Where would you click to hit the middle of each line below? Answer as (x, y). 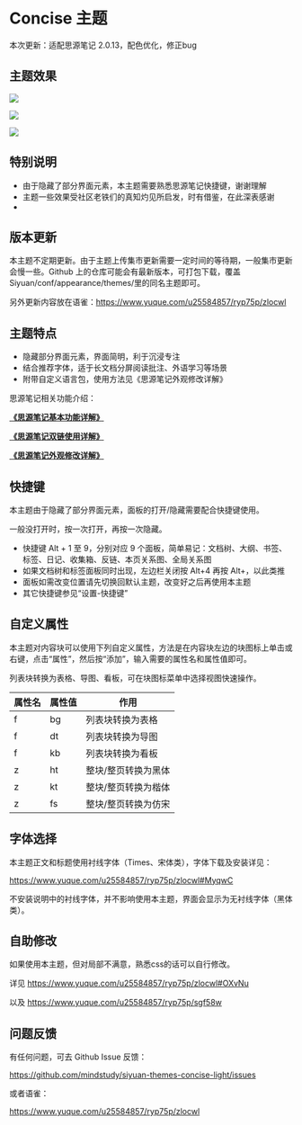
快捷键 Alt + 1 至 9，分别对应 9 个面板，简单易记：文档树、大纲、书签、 (155, 548)
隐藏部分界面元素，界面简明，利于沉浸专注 (101, 357)
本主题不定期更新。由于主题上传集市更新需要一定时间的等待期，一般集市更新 (151, 261)
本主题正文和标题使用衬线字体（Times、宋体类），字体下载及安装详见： (141, 862)
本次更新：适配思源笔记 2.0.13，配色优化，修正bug (103, 45)
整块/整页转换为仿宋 (128, 804)
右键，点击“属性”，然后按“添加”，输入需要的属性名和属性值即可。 (130, 658)
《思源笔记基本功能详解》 (57, 417)
